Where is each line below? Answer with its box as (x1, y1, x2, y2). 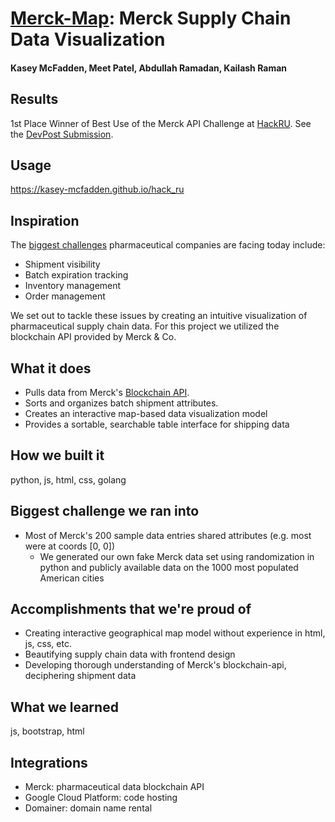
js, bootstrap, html (10, 725, 85, 737)
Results (10, 91, 59, 108)
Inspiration (10, 212, 80, 229)
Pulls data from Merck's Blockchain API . (24, 387, 190, 399)
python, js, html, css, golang (10, 473, 127, 486)
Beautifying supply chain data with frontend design (24, 648, 236, 661)
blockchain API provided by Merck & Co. (10, 331, 177, 343)
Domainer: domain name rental (24, 802, 153, 814)
